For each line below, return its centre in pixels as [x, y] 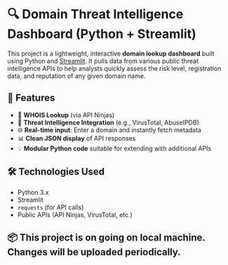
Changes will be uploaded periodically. [94, 252]
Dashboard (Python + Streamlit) [102, 34]
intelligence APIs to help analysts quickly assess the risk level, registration [114, 68]
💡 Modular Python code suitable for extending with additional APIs [114, 148]
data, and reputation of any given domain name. [76, 76]
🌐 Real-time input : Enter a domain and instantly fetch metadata [109, 130]
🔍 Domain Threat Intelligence [95, 14]
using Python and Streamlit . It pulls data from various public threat [103, 60]
